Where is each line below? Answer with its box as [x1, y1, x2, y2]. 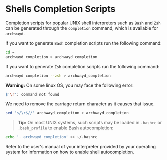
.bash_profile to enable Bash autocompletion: [17, 125, 114, 131]
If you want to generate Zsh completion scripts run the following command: [5, 63, 160, 69]
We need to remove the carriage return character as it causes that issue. [5, 101, 155, 107]
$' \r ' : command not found [5, 92, 59, 97]
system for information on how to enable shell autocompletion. [5, 149, 134, 155]
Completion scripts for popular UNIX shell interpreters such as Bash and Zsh [5, 20, 161, 26]
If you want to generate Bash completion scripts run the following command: [5, 40, 162, 46]
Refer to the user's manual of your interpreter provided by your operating [5, 144, 156, 150]
